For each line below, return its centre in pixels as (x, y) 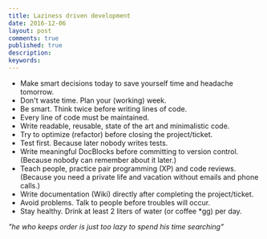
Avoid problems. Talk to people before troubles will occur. (115, 202)
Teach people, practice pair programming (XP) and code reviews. (128, 168)
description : (30, 53)
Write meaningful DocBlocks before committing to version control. (129, 151)
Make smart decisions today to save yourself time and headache (127, 83)
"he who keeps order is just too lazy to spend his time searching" (116, 226)
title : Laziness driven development (69, 16)
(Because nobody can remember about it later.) (98, 160)
